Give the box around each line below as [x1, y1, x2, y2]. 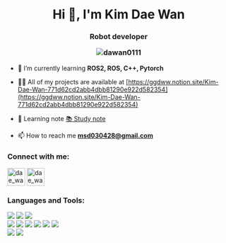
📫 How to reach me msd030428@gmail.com [17, 131, 153, 140]
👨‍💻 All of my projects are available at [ [17, 77, 129, 86]
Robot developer [89, 32, 148, 42]
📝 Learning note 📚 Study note [17, 114, 106, 123]
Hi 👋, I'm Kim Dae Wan [52, 6, 185, 23]
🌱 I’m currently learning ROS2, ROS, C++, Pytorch [17, 64, 164, 72]
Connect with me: [7, 152, 70, 162]
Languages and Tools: [7, 196, 85, 205]
